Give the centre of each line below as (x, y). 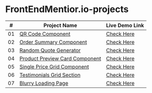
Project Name (60, 25)
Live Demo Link (125, 25)
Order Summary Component (53, 42)
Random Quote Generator (50, 50)
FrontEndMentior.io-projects (67, 9)
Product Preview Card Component (60, 58)
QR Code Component (45, 34)
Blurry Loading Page (44, 83)
